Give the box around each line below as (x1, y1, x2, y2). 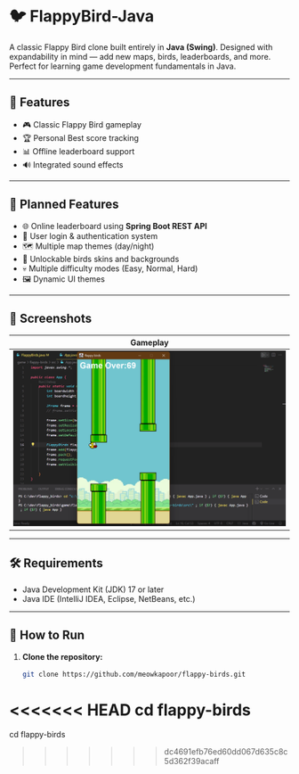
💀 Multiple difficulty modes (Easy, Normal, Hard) (21, 263, 198, 274)
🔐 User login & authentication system (21, 230, 158, 241)
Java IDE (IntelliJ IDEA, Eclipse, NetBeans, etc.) (21, 593, 196, 604)
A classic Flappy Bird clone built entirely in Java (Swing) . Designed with (9, 41, 273, 53)
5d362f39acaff (164, 756, 220, 767)
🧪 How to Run (9, 628, 85, 643)
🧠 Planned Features (9, 197, 119, 212)
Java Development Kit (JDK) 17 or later (21, 584, 165, 595)
